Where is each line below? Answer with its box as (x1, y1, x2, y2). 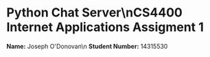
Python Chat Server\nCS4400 (6, 5, 183, 21)
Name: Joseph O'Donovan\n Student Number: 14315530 (6, 42, 168, 50)
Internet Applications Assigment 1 (6, 19, 204, 35)
